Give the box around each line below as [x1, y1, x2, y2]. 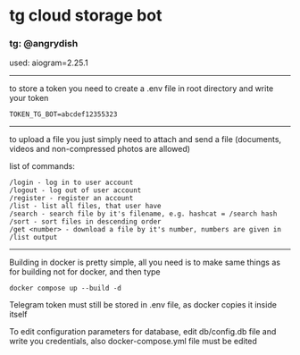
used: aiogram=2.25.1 [9, 57, 88, 68]
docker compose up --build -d [9, 283, 122, 293]
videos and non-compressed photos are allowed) [9, 144, 190, 155]
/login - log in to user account [9, 178, 134, 188]
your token [9, 93, 49, 104]
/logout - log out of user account [9, 186, 142, 195]
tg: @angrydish [9, 38, 79, 50]
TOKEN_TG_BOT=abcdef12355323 [9, 110, 118, 119]
